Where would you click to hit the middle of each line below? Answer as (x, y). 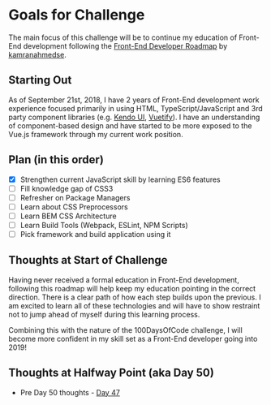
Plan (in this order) (56, 160)
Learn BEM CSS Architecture (68, 216)
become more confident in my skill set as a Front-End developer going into (133, 338)
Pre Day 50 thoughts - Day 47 (70, 392)
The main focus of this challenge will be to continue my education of (123, 37)
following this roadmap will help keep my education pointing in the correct (132, 288)
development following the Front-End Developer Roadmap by (125, 45)
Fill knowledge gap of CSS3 (67, 188)
